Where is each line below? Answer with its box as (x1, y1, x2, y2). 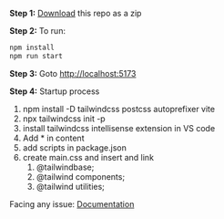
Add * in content (22, 132, 85, 143)
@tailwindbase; (36, 162, 95, 172)
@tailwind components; (36, 171, 126, 182)
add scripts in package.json (22, 141, 127, 153)
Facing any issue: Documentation (9, 198, 135, 209)
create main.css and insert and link (22, 151, 155, 162)
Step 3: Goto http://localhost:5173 (9, 68, 137, 78)
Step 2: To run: (9, 26, 66, 36)
